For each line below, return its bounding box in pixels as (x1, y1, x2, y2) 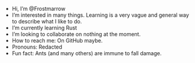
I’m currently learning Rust (11, 24, 77, 31)
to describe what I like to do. (11, 18, 83, 25)
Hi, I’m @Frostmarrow (11, 5, 66, 12)
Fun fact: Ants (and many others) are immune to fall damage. (11, 50, 162, 56)
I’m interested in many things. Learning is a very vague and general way (11, 11, 190, 19)
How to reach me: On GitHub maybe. (11, 37, 103, 44)
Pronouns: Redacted (11, 43, 63, 50)
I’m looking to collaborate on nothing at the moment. (11, 31, 141, 38)
